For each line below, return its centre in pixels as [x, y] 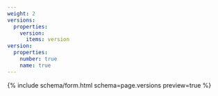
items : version [48, 40]
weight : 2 [22, 14]
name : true [35, 65]
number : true [39, 59]
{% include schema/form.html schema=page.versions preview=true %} [109, 85]
